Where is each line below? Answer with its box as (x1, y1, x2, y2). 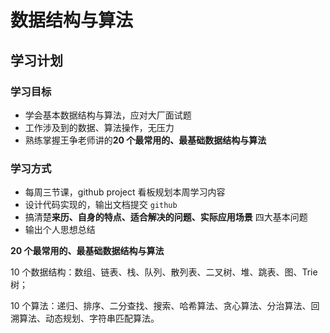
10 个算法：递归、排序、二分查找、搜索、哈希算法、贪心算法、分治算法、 (10, 300, 312, 312)
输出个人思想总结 (24, 224, 96, 236)
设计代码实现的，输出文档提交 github (24, 199, 178, 211)
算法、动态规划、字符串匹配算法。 (18, 312, 160, 325)
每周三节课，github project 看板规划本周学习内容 (24, 186, 226, 198)
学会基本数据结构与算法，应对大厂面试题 (24, 109, 192, 121)
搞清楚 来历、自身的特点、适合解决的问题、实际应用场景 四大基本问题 (24, 211, 308, 223)
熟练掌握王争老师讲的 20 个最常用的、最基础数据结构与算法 (24, 134, 267, 146)
